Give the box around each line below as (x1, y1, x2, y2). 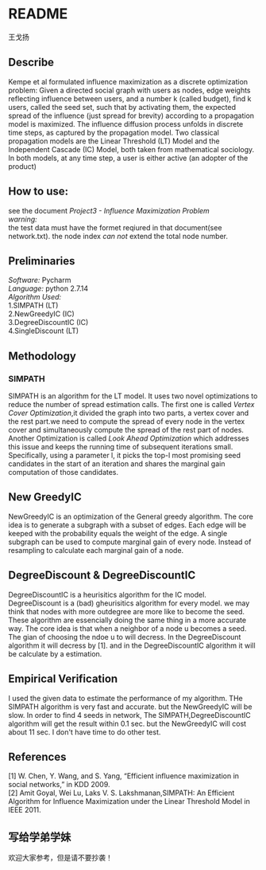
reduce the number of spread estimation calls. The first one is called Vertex (8, 400, 255, 410)
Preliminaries (8, 254, 75, 268)
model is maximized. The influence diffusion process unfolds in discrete (8, 119, 244, 128)
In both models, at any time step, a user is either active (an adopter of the (8, 153, 249, 163)
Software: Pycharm (8, 276, 71, 285)
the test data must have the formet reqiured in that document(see (8, 222, 222, 232)
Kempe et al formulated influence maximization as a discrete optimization (8, 76, 249, 86)
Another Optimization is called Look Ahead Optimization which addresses (8, 433, 249, 443)
